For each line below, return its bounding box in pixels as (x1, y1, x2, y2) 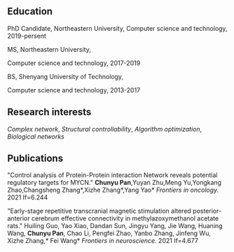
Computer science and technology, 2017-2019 (7, 59, 141, 67)
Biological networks (7, 132, 64, 141)
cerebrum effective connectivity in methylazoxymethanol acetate (31, 214, 219, 223)
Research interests (7, 106, 92, 118)
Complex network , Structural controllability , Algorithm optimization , (7, 125, 202, 133)
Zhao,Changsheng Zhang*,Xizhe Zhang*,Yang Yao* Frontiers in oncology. (7, 185, 219, 195)
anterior (7, 214, 30, 223)
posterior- (192, 206, 222, 216)
